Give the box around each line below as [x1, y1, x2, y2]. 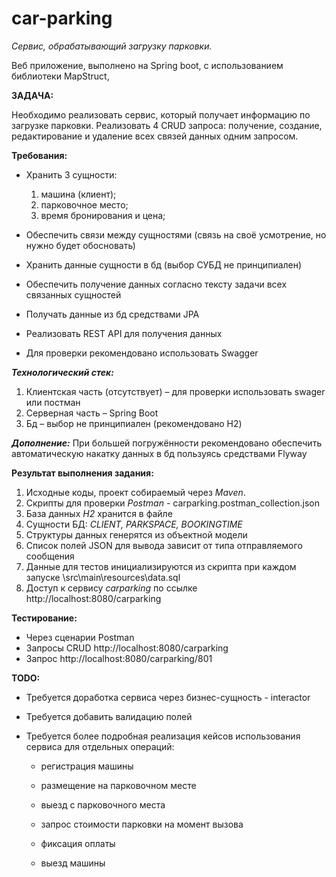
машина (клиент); [40, 188, 117, 200]
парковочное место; [40, 198, 129, 211]
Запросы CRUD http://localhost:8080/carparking [25, 642, 229, 654]
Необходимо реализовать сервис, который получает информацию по [11, 108, 311, 121]
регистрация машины [40, 760, 134, 772]
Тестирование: [11, 612, 78, 624]
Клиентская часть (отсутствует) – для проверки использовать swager [25, 385, 326, 397]
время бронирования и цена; [40, 209, 166, 221]
